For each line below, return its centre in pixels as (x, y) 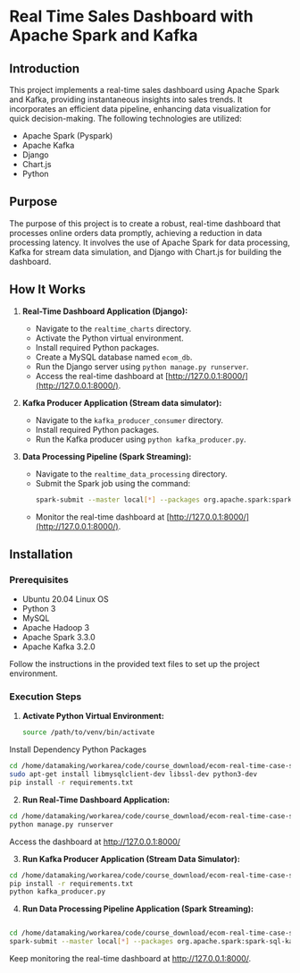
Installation (41, 554)
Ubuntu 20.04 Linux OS (65, 599)
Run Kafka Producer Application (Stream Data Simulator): (131, 859)
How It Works (48, 289)
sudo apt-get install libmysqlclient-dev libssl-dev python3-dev (133, 774)
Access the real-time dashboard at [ (102, 376)
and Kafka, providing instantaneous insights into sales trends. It (126, 99)
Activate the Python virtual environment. (110, 338)
